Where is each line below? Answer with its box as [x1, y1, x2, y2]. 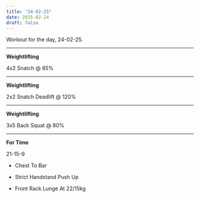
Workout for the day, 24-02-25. [6, 36, 83, 43]
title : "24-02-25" [6, 8, 52, 15]
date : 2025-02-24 [6, 14, 49, 20]
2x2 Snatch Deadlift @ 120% [6, 93, 76, 100]
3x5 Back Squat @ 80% [6, 122, 65, 129]
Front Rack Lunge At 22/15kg [14, 185, 86, 192]
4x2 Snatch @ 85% [6, 65, 54, 72]
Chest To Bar [14, 162, 47, 169]
